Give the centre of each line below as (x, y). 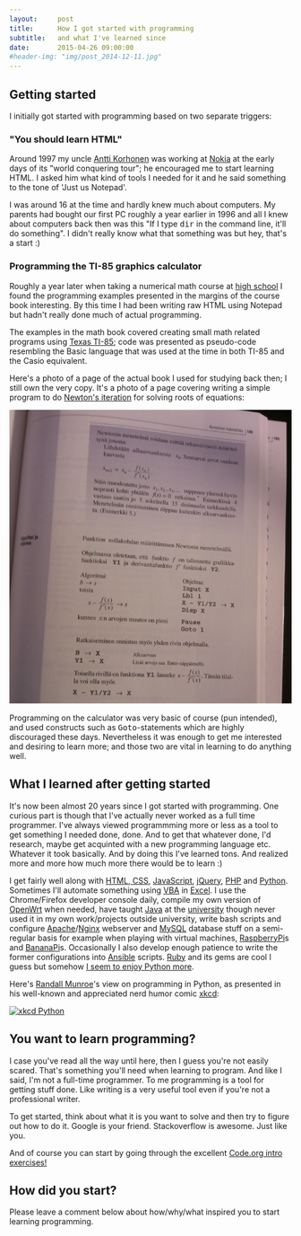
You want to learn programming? (103, 1039)
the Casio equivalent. (48, 360)
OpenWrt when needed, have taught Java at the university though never (142, 909)
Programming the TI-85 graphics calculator (106, 267)
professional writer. (45, 1099)
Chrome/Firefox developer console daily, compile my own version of (135, 899)
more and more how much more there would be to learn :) (116, 863)
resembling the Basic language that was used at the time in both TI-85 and (147, 351)
